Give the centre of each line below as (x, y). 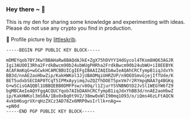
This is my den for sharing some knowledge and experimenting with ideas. (95, 22)
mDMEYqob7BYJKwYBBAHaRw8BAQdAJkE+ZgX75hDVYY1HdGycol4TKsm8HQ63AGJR (90, 61)
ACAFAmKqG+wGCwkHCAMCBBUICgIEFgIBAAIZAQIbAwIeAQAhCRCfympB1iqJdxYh (90, 71)
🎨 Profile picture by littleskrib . (41, 40)
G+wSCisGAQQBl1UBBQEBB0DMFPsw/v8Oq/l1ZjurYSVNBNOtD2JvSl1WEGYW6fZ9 (90, 86)
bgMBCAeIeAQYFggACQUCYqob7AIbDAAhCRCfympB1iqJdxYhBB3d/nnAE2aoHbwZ (90, 91)
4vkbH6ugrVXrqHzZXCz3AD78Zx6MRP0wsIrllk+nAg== (64, 101)
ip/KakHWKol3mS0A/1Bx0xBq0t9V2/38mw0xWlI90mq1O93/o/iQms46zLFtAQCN (90, 96)
